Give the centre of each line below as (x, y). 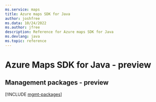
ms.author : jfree (23, 28)
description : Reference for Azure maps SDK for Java (59, 32)
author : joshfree (23, 18)
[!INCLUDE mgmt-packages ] (33, 94)
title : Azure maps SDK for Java (38, 14)
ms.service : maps (23, 9)
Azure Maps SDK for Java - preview (78, 65)
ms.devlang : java (23, 37)
